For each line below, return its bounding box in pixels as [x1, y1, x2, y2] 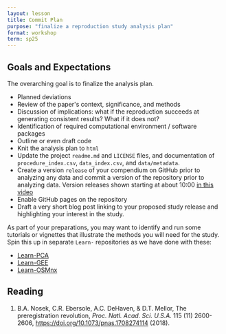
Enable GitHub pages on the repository [16, 195, 128, 203]
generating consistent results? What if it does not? [16, 114, 160, 123]
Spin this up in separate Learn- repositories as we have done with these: [7, 238, 212, 246]
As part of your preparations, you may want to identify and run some [7, 223, 201, 231]
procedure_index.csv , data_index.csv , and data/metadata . [16, 158, 180, 167]
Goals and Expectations [7, 61, 111, 73]
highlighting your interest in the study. [16, 209, 125, 218]
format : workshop [7, 29, 57, 36]
